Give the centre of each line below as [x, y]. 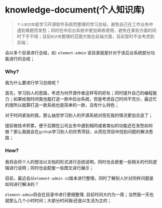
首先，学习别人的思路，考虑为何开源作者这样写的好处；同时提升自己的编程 [79, 93]
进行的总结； [22, 59]
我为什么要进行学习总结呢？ [33, 83]
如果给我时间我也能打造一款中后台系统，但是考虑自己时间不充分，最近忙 [85, 99]
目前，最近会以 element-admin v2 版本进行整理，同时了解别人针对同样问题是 [79, 178]
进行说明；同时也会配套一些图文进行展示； [51, 168]
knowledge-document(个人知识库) [75, 10]
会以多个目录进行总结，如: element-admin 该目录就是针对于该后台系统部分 [78, 52]
